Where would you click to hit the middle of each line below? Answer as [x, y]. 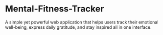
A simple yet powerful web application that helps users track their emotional [82, 22]
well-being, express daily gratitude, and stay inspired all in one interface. [78, 27]
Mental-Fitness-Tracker [55, 9]
